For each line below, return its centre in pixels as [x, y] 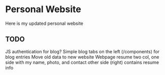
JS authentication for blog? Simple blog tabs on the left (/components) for [82, 51]
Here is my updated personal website [44, 23]
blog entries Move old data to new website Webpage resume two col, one [82, 57]
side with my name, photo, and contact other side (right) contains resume [82, 62]
